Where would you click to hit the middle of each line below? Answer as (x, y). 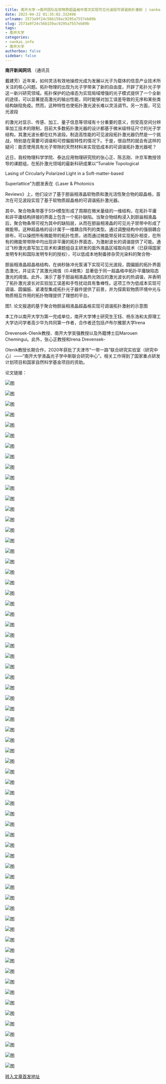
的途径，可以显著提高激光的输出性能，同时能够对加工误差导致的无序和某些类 (83, 99)
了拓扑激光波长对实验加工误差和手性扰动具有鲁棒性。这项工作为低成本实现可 (83, 283)
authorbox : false (23, 51)
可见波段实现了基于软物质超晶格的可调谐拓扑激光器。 (68, 200)
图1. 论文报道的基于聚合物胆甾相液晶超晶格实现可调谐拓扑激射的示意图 (77, 306)
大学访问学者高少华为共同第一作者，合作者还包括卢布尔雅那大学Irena (75, 323)
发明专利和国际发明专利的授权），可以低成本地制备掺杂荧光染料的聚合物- (79, 254)
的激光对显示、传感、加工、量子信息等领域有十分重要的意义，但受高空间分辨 (83, 122)
